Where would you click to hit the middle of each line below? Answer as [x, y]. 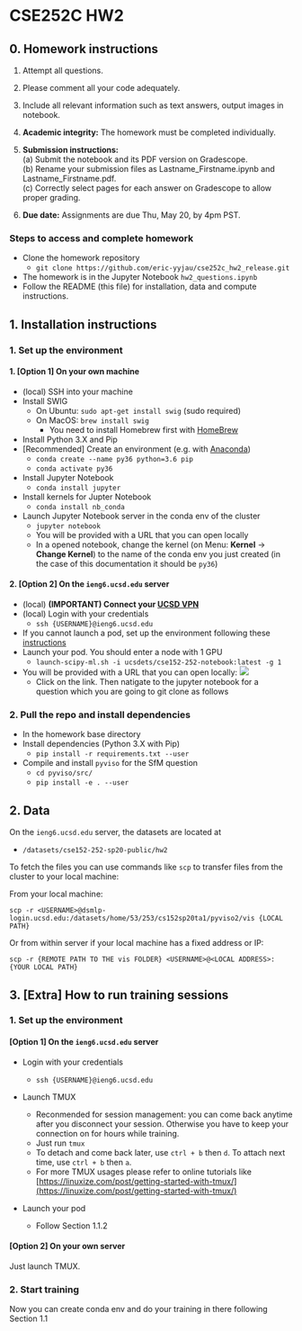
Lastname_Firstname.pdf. [69, 178]
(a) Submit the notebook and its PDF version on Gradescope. [135, 159]
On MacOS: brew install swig [93, 420]
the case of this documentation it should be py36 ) [127, 563]
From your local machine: [56, 894]
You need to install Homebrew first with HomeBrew [143, 429]
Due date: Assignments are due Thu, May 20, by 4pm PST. [131, 215]
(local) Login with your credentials [85, 614]
